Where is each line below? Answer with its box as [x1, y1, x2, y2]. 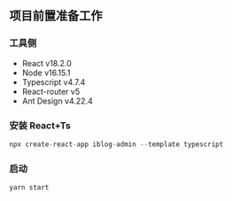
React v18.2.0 [21, 58, 73, 68]
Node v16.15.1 [21, 67, 71, 78]
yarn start [9, 183, 50, 192]
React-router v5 [21, 86, 81, 97]
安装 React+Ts [9, 119, 71, 131]
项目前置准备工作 [9, 8, 103, 24]
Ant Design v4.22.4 [21, 96, 93, 106]
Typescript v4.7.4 [21, 76, 86, 87]
